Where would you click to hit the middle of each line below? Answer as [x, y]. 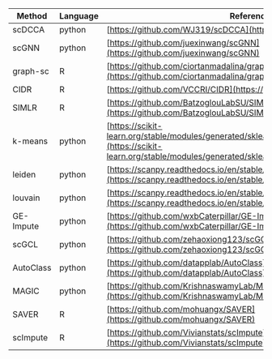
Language [79, 16]
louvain [26, 198]
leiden [24, 175]
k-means [30, 141]
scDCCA [29, 30]
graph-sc [31, 71]
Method [32, 16]
